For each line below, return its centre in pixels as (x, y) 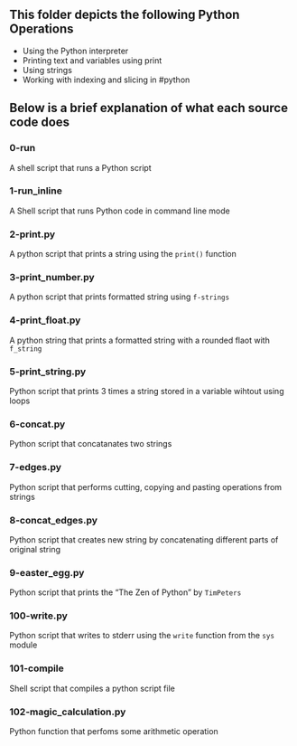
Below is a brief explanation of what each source (149, 108)
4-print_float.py (45, 320)
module (23, 645)
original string (35, 549)
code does (40, 123)
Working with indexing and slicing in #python (106, 80)
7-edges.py (35, 467)
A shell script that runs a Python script (80, 167)
